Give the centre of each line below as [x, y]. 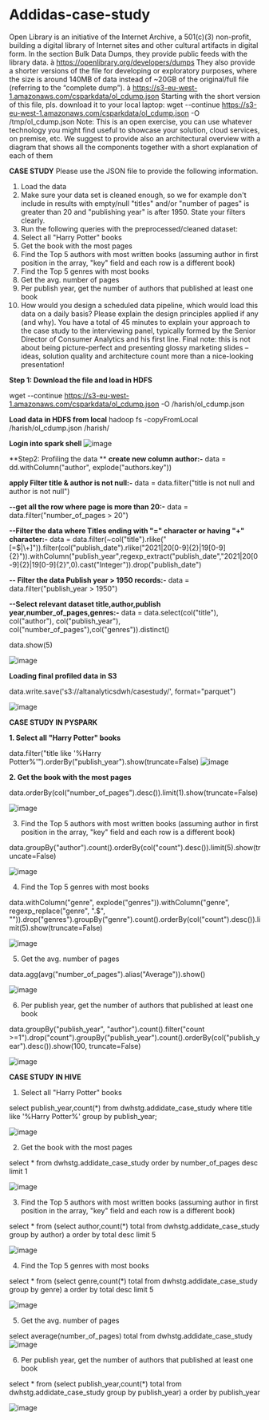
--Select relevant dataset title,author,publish [85, 603]
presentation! [42, 364]
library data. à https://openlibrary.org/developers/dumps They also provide [132, 62]
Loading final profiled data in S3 [63, 675]
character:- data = [40, 539]
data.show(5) [31, 645]
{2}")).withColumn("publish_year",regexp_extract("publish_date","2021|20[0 [134, 556]
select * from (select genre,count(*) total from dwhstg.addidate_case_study [133, 1281]
